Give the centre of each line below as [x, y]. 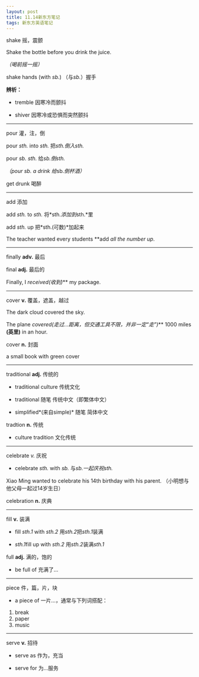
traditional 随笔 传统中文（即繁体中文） [62, 399]
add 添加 [17, 202]
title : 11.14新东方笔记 [33, 17]
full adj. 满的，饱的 [29, 557]
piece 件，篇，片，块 [32, 588]
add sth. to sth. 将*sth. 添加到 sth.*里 [50, 215]
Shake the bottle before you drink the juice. [59, 52]
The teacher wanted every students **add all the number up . [81, 239]
